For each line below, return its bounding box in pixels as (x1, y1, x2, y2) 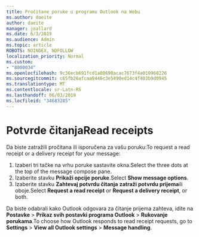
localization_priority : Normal (6, 53, 84, 59)
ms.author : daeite (6, 14, 52, 20)
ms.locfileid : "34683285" (6, 98, 71, 104)
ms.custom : (6, 59, 33, 65)
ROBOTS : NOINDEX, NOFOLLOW (6, 48, 74, 54)
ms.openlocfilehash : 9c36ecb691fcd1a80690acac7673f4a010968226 (6, 70, 167, 76)
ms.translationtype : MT (6, 81, 66, 87)
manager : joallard (6, 25, 52, 32)
